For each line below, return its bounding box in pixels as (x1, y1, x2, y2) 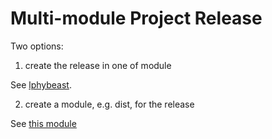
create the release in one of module (24, 59, 172, 71)
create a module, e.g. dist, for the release (24, 98, 195, 110)
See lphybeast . (10, 78, 72, 91)
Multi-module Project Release (10, 7, 263, 30)
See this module (10, 117, 77, 129)
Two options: (10, 40, 64, 52)
